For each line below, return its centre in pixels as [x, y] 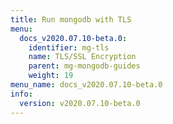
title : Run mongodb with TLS [71, 19]
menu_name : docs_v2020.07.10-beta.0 [86, 85]
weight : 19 [51, 76]
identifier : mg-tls [69, 47]
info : [21, 94]
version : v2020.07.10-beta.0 [80, 103]
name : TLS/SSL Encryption [82, 57]
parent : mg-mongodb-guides [84, 66]
